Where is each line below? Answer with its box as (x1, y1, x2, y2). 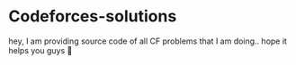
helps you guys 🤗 (8, 45, 73, 55)
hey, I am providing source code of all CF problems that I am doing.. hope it (8, 36, 287, 46)
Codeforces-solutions (8, 6, 177, 27)
